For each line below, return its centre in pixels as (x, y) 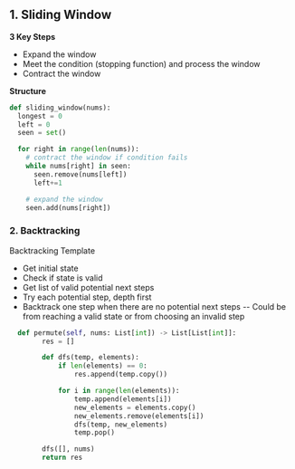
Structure (28, 91)
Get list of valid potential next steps (88, 287)
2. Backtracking (45, 231)
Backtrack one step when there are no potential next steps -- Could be (154, 306)
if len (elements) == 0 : (102, 366)
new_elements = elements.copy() (135, 407)
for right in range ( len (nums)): (79, 149)
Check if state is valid (62, 278)
